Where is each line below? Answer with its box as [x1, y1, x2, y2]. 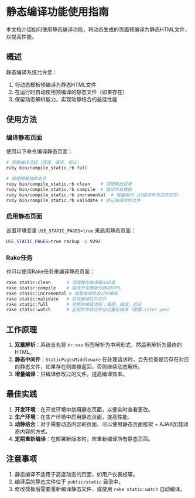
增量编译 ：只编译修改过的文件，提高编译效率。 [14, 370, 128, 378]
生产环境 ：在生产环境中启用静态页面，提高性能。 [14, 413, 133, 420]
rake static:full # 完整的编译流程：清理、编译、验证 [6, 301, 142, 308]
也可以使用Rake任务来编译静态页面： [6, 268, 95, 275]
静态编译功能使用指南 [6, 5, 110, 19]
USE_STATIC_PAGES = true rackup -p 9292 [6, 238, 101, 244]
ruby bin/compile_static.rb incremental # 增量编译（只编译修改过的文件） [6, 192, 182, 198]
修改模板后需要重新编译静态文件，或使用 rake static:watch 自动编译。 [14, 485, 186, 492]
